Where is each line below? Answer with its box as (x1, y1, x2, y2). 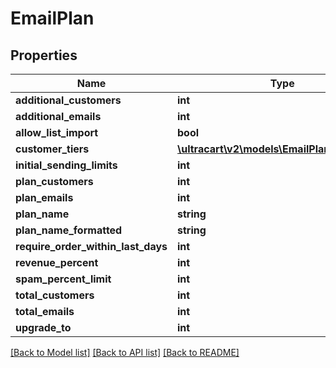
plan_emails (15, 191, 74, 204)
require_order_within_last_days (15, 240, 168, 253)
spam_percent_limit (15, 272, 112, 286)
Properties (10, 47, 78, 64)
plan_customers (15, 175, 94, 188)
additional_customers (15, 93, 122, 107)
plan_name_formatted (15, 223, 123, 237)
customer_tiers (15, 142, 90, 156)
